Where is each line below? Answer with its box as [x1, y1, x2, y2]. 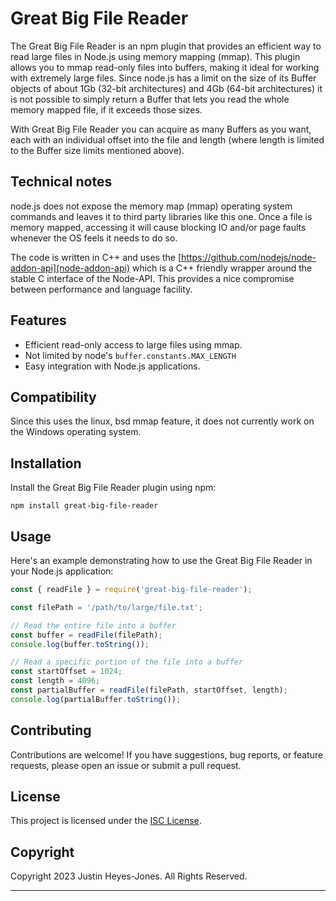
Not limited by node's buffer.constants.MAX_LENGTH [24, 349, 237, 361]
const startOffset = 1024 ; [10, 667, 123, 677]
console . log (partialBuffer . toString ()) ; [10, 694, 182, 704]
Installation [10, 455, 82, 472]
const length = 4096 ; [10, 676, 101, 686]
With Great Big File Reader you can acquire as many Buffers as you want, [10, 123, 312, 135]
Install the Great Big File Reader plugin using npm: [10, 482, 217, 494]
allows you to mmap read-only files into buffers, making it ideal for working [10, 61, 320, 73]
